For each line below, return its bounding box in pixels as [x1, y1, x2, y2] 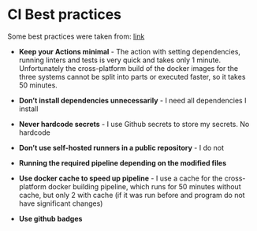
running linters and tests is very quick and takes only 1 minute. [18, 55, 222, 65]
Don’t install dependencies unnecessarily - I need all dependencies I [18, 95, 247, 105]
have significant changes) [18, 199, 103, 208]
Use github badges [18, 214, 83, 223]
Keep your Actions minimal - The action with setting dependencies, [18, 47, 241, 56]
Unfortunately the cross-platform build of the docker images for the [18, 63, 238, 73]
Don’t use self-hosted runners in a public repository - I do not [18, 143, 225, 152]
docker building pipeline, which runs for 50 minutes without [47, 181, 241, 191]
